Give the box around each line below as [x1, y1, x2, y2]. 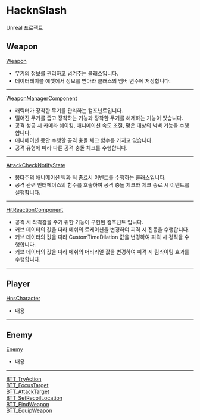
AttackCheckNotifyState [6, 161, 65, 168]
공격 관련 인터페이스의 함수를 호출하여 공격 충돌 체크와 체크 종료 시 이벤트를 [14, 181, 190, 188]
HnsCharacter [6, 294, 40, 302]
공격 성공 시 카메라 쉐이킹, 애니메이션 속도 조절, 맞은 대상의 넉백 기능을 [14, 121, 179, 128]
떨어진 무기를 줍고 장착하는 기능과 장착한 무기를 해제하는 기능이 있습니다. [14, 114, 183, 121]
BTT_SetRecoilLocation [6, 394, 62, 402]
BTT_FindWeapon [6, 401, 49, 408]
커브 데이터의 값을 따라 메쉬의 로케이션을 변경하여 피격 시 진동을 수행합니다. [14, 225, 190, 233]
